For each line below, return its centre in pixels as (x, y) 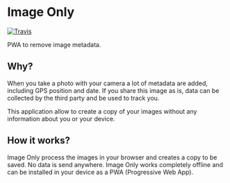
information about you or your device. (61, 119)
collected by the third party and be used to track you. (83, 98)
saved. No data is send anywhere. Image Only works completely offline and (115, 164)
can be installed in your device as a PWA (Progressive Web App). (100, 172)
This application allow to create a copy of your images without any (102, 111)
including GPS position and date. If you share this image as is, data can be (113, 90)
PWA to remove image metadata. (54, 44)
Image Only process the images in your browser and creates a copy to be (112, 157)
